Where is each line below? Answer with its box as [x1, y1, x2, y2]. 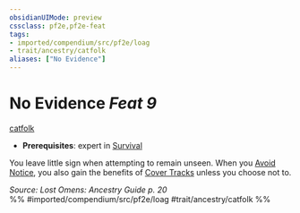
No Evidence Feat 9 [9, 93, 157, 114]
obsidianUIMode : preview [9, 13, 102, 22]
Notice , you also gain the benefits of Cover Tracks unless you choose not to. [9, 166, 292, 177]
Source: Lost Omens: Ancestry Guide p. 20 [9, 184, 167, 195]
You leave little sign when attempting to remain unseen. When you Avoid [9, 158, 276, 168]
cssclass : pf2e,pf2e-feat [9, 21, 106, 30]
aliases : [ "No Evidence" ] [9, 55, 106, 64]
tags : [9, 30, 30, 38]
